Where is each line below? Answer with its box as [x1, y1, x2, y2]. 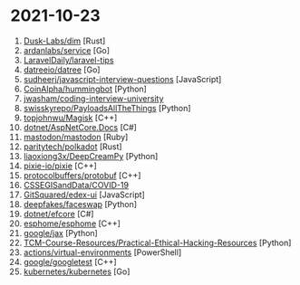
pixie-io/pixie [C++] [23, 160, 98, 171]
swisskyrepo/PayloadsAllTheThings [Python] [23, 102, 191, 113]
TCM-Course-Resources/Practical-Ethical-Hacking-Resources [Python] [23, 237, 292, 248]
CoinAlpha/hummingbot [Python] [23, 83, 148, 94]
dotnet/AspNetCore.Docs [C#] [23, 121, 137, 132]
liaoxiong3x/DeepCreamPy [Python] [23, 150, 159, 161]
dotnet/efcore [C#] [23, 208, 94, 219]
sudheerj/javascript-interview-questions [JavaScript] [23, 73, 222, 84]
